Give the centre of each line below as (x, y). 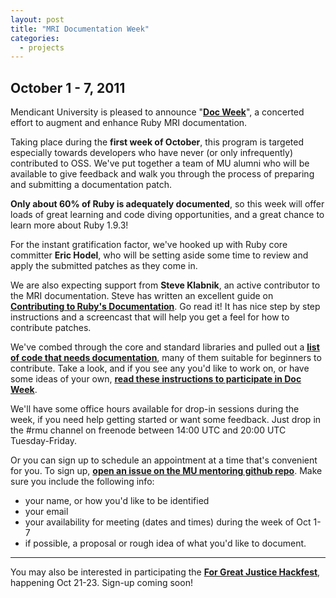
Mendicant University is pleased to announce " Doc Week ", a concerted (157, 112)
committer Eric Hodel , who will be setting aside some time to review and (159, 255)
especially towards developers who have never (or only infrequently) (152, 153)
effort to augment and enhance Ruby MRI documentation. (129, 123)
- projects (42, 47)
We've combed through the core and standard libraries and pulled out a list (165, 347)
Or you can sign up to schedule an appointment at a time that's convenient (164, 460)
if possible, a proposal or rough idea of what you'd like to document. (165, 543)
